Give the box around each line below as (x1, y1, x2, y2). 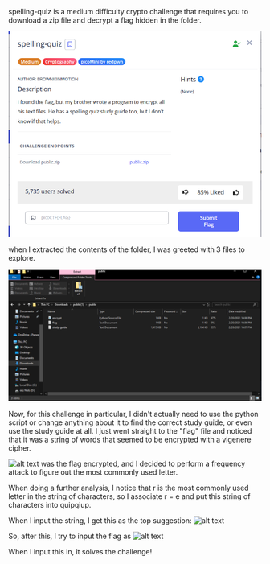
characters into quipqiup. (8, 500, 92, 509)
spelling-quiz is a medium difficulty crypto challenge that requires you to (8, 7, 249, 16)
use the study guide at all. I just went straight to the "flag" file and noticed (8, 426, 252, 435)
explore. (8, 253, 36, 262)
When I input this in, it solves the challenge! (8, 546, 153, 556)
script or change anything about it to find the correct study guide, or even (8, 418, 252, 427)
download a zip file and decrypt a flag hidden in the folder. (8, 15, 202, 25)
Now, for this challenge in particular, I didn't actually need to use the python (8, 409, 259, 418)
